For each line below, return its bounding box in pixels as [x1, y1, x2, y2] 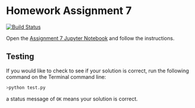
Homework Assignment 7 [6, 4, 132, 18]
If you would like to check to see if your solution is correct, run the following [6, 67, 189, 74]
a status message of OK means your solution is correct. [6, 95, 138, 102]
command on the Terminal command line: [6, 73, 107, 80]
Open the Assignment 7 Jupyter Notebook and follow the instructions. [6, 34, 175, 41]
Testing [6, 51, 35, 62]
